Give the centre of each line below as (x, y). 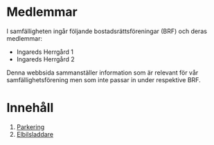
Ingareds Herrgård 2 (46, 59)
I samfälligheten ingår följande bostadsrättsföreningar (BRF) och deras (107, 31)
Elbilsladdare (35, 134)
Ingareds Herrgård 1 (45, 52)
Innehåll (30, 108)
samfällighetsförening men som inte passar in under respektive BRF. (104, 79)
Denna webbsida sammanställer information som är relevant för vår (102, 72)
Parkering (30, 127)
